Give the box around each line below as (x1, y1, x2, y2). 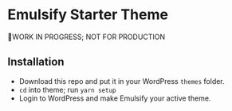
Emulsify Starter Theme (7, 6, 169, 24)
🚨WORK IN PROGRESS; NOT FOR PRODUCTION (7, 32, 166, 42)
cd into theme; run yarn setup (18, 85, 116, 94)
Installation (7, 55, 65, 69)
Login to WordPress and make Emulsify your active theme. (18, 93, 211, 103)
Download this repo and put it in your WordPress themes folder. (18, 76, 225, 85)
